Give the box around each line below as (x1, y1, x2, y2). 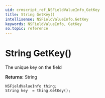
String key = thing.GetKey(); (5, 88, 71, 93)
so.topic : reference (5, 26, 49, 31)
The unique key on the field (5, 64, 62, 70)
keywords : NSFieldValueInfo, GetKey (5, 21, 82, 27)
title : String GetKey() (5, 12, 55, 17)
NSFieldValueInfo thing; (5, 84, 57, 89)
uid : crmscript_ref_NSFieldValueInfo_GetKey (5, 7, 100, 13)
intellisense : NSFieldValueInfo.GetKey (5, 17, 89, 22)
